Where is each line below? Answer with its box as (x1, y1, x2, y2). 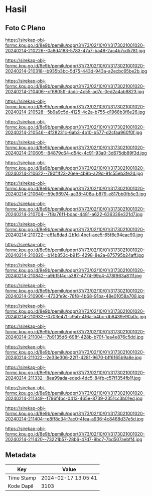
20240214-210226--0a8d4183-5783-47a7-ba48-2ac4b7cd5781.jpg (5, 48, 145, 53)
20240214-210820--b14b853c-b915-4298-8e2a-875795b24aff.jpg (5, 252, 144, 258)
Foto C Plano (5, 24, 46, 32)
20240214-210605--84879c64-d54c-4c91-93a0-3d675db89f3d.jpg (5, 150, 147, 156)
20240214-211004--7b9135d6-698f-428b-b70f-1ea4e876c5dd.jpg (5, 334, 144, 340)
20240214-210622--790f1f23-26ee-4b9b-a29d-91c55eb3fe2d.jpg (5, 170, 143, 176)
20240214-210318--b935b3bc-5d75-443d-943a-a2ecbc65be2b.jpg (5, 68, 147, 74)
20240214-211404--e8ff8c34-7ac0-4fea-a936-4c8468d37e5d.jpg (5, 416, 144, 421)
